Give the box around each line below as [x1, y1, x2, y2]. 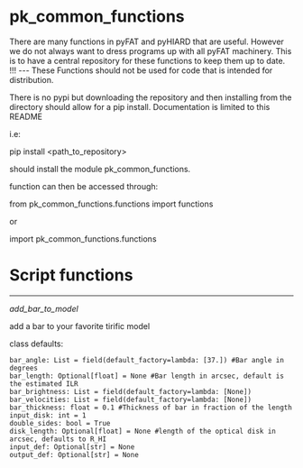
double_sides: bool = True [9, 418, 111, 427]
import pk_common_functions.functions [9, 233, 157, 244]
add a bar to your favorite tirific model [9, 320, 151, 331]
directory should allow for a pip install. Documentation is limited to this [9, 101, 271, 112]
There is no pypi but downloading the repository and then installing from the [9, 92, 292, 103]
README [9, 111, 43, 122]
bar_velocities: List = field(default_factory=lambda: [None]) [9, 395, 252, 404]
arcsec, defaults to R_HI [9, 435, 106, 444]
